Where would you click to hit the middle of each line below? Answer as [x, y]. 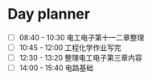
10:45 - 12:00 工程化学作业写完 [70, 48]
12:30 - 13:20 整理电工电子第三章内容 [80, 58]
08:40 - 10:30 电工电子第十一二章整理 [82, 37]
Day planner [49, 14]
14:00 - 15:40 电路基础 [56, 68]
